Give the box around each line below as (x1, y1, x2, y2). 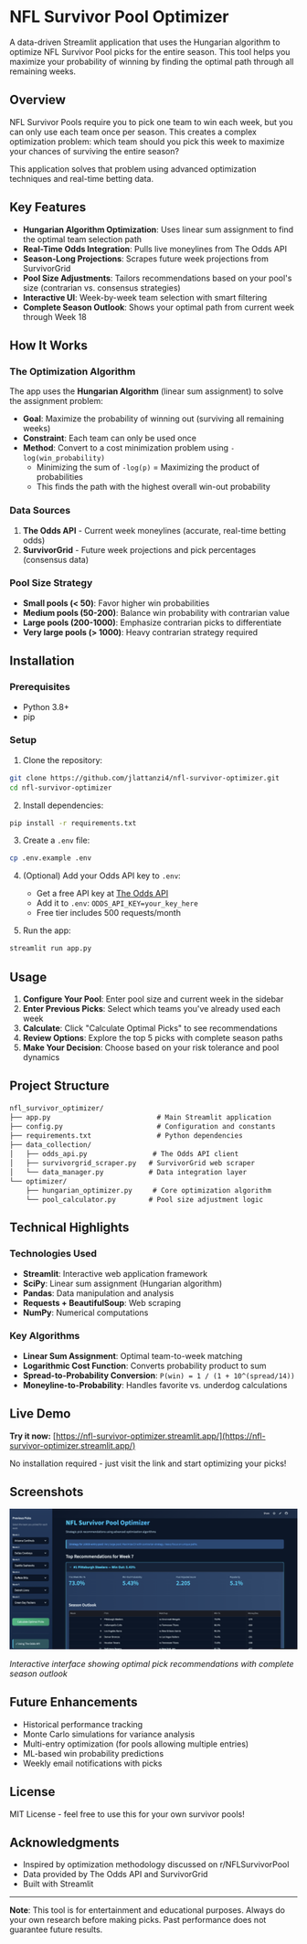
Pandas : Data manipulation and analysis (22, 1287, 175, 1299)
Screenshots (9, 1484, 84, 1500)
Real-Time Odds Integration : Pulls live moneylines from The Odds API (22, 243, 288, 254)
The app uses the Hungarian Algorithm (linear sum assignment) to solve (9, 386, 284, 397)
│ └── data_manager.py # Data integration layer (9, 1167, 248, 1176)
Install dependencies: (22, 800, 104, 811)
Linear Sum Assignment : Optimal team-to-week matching (22, 1350, 243, 1361)
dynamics (22, 1052, 60, 1063)
